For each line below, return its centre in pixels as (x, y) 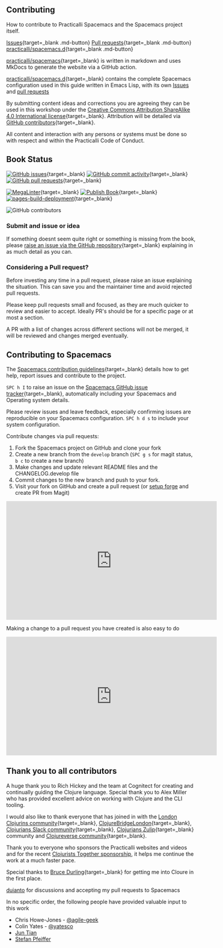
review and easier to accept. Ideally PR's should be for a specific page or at (100, 311)
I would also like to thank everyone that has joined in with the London (92, 817)
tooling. (16, 805)
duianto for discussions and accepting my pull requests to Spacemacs (93, 890)
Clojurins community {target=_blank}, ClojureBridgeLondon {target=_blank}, (99, 823)
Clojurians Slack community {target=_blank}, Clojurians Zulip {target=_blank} (100, 829)
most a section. (25, 318)
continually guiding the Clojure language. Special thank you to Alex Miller (97, 792)
